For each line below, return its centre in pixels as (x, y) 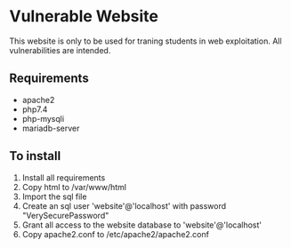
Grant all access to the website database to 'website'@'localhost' (142, 225)
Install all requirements (64, 177)
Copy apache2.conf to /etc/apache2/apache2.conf (115, 234)
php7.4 (35, 109)
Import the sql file (54, 196)
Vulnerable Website (84, 16)
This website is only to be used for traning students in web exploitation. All (145, 41)
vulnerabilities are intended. (60, 50)
